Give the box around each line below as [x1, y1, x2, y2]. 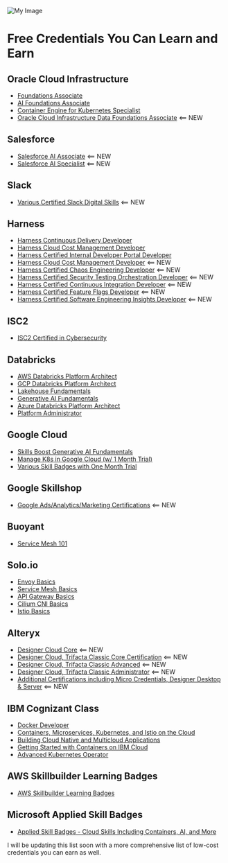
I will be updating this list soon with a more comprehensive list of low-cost [7, 841, 219, 849]
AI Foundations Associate [17, 99, 90, 107]
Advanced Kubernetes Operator [17, 750, 109, 758]
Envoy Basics [17, 577, 55, 586]
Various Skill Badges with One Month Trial [17, 462, 137, 471]
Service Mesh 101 [17, 539, 68, 548]
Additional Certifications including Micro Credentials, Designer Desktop [17, 675, 221, 683]
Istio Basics [17, 607, 51, 616]
